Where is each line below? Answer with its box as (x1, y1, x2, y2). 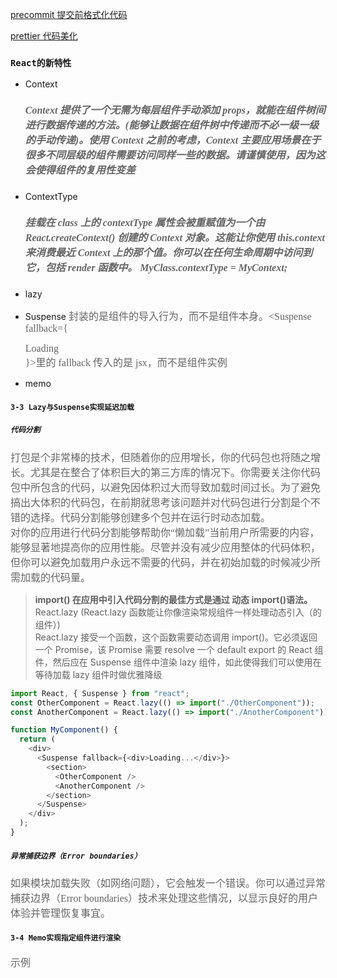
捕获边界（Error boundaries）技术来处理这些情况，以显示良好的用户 (10, 892, 318, 904)
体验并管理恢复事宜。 (10, 907, 112, 919)
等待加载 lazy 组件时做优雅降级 (34, 668, 163, 680)
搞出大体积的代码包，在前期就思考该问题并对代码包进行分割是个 (10, 496, 312, 508)
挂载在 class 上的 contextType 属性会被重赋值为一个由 (24, 216, 266, 228)
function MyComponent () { (10, 725, 118, 735)
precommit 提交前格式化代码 (10, 9, 128, 20)
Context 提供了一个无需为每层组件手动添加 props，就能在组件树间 (24, 104, 326, 116)
